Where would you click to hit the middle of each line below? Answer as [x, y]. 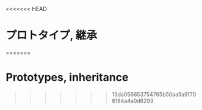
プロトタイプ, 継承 [52, 35]
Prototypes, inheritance [67, 77]
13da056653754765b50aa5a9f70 [154, 94]
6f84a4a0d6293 [133, 101]
